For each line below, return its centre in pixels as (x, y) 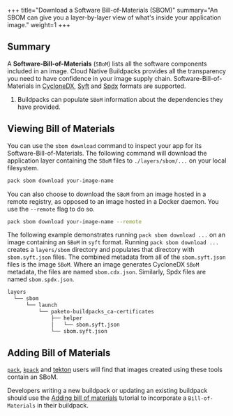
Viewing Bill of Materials (61, 129)
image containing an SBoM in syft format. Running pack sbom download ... (113, 242)
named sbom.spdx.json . (41, 279)
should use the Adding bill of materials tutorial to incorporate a (97, 398)
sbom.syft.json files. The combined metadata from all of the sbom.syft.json (116, 257)
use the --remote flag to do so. (51, 209)
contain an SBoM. (33, 377)
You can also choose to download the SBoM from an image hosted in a (107, 194)
